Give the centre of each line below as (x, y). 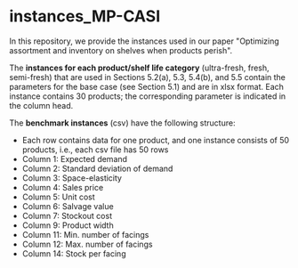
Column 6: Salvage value (68, 206)
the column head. (41, 105)
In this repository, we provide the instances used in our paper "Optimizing (145, 41)
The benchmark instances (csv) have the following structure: (122, 123)
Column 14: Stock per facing (74, 253)
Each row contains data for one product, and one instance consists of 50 (156, 140)
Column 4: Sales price (63, 187)
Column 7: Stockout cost (67, 215)
